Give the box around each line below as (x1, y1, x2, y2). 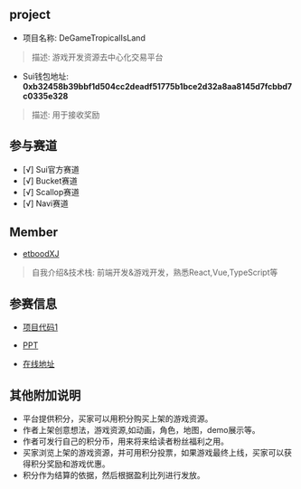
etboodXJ (22, 249, 61, 259)
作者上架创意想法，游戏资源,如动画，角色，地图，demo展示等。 (22, 425, 260, 436)
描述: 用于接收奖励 (31, 108, 100, 120)
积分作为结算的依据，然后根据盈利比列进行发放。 (22, 470, 205, 481)
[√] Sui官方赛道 (22, 164, 80, 174)
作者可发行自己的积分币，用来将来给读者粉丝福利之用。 (22, 436, 229, 447)
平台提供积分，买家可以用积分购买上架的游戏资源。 (22, 413, 213, 424)
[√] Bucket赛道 (22, 175, 79, 186)
